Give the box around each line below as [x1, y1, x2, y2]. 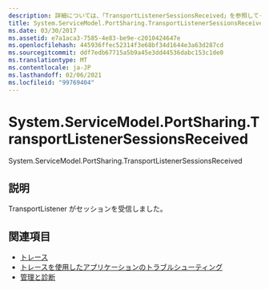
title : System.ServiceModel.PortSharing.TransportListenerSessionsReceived [8, 19, 267, 27]
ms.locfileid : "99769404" [8, 78, 94, 86]
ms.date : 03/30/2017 [8, 26, 78, 34]
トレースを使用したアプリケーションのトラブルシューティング [19, 263, 223, 272]
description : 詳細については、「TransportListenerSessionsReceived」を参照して [8, 11, 259, 20]
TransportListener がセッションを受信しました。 [8, 204, 168, 214]
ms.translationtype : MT [8, 57, 88, 65]
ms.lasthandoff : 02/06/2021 [8, 71, 102, 79]
